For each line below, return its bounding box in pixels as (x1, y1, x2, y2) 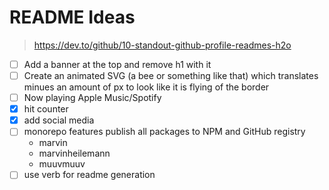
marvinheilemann (38, 147, 111, 160)
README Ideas (9, 6, 136, 29)
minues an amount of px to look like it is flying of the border (23, 81, 270, 93)
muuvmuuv (38, 158, 86, 170)
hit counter (23, 103, 69, 115)
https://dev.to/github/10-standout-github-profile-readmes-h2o (33, 39, 292, 51)
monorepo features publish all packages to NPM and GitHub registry (23, 126, 306, 138)
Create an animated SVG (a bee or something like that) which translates (23, 70, 319, 81)
